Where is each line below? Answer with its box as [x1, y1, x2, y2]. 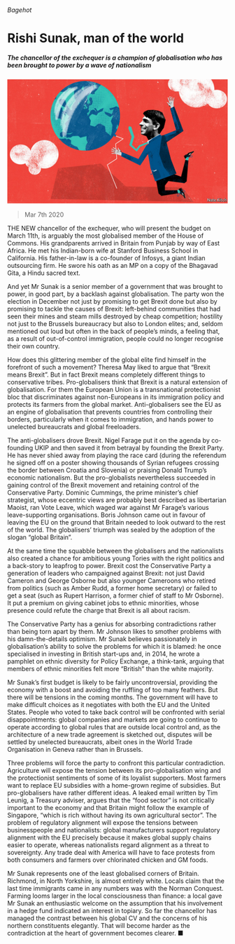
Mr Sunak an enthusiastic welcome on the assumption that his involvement [7, 899, 223, 908]
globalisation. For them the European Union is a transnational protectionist [7, 386, 221, 394]
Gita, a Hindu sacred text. [7, 269, 80, 277]
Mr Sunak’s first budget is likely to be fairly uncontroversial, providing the [7, 678, 218, 687]
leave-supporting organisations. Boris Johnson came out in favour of [7, 511, 206, 519]
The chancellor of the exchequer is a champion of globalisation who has [7, 53, 222, 62]
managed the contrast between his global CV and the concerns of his [7, 914, 208, 922]
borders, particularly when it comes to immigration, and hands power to [7, 415, 214, 424]
